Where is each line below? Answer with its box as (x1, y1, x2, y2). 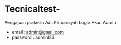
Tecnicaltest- (4, 3, 60, 15)
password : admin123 (11, 34, 55, 40)
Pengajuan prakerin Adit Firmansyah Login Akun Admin (4, 20, 116, 25)
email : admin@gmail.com (11, 29, 64, 35)
